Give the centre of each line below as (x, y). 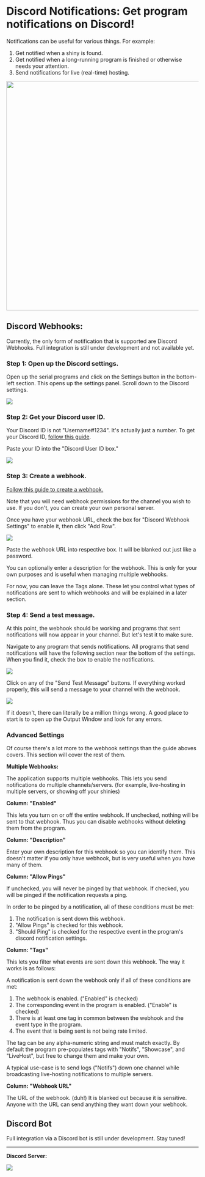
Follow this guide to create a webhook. (55, 489)
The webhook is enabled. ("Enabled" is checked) (77, 998)
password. (20, 556)
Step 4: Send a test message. (51, 614)
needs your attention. (42, 66)
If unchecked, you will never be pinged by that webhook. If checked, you (98, 888)
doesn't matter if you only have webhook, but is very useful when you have (101, 858)
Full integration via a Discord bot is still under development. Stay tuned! (96, 1138)
